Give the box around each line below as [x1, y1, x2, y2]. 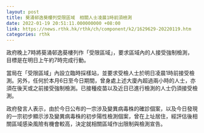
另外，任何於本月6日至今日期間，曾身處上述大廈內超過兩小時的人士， [16, 77, 191, 84]
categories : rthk [6, 32, 50, 38]
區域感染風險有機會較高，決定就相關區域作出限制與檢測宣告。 [11, 120, 166, 128]
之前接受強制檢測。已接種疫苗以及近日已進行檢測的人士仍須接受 [32, 84, 192, 92]
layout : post [6, 9, 39, 15]
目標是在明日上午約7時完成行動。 [6, 56, 89, 64]
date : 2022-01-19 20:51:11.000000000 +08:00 [6, 20, 121, 26]
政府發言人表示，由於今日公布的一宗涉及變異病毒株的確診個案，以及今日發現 [6, 105, 198, 112]
